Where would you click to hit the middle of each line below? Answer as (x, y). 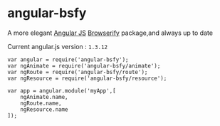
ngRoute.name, (41, 103)
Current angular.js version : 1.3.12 (58, 46)
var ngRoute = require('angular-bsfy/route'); (78, 72)
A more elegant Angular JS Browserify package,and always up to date (110, 33)
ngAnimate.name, (44, 97)
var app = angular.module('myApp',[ (62, 90)
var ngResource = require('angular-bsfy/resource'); (87, 78)
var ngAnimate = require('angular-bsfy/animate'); (84, 65)
